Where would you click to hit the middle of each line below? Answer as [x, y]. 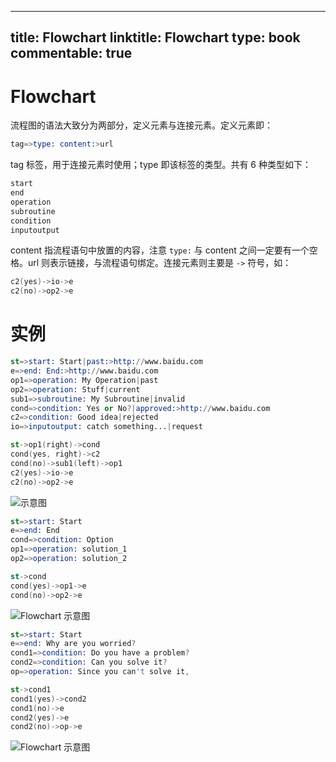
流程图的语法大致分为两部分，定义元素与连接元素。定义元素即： [141, 125]
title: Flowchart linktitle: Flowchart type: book [155, 37]
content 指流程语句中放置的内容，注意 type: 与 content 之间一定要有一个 [160, 250]
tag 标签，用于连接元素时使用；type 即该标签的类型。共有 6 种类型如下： [161, 165]
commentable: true [71, 53]
